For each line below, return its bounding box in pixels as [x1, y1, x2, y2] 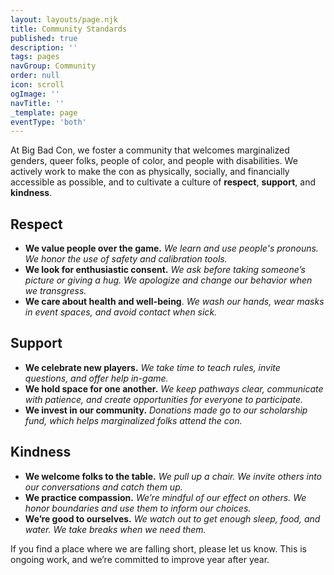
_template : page [10, 107, 78, 118]
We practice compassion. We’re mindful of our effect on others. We [24, 491, 307, 503]
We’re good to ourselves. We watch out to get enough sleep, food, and [24, 512, 321, 525]
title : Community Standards [10, 24, 128, 34]
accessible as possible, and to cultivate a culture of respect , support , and [10, 176, 316, 188]
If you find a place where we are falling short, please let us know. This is [10, 542, 307, 555]
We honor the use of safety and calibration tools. [24, 253, 228, 265]
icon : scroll [10, 80, 65, 90]
